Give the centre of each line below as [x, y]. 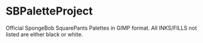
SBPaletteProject [49, 11]
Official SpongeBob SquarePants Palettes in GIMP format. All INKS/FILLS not [101, 28]
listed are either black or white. [44, 34]
